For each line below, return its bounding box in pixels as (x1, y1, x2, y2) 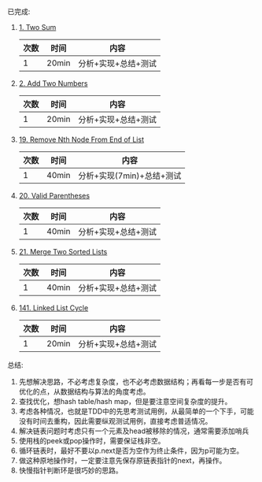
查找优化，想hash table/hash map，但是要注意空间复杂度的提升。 (18, 397, 232, 406)
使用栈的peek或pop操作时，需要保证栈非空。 (18, 436, 165, 445)
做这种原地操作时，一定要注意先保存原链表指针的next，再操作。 (18, 456, 227, 465)
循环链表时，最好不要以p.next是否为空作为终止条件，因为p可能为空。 (18, 446, 244, 455)
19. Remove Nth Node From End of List (18, 135, 145, 144)
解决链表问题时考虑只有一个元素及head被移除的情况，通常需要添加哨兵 (18, 426, 249, 436)
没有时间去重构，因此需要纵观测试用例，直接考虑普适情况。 (18, 417, 212, 425)
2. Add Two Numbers (18, 79, 88, 88)
